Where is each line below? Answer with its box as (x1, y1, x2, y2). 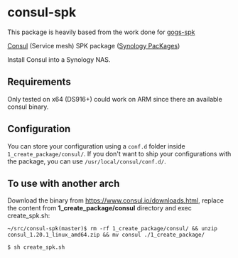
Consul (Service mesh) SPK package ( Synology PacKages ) (7, 41, 180, 50)
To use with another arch (7, 177, 120, 189)
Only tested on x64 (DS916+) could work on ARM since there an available (7, 95, 222, 103)
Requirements (7, 76, 71, 88)
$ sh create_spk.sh (7, 244, 65, 251)
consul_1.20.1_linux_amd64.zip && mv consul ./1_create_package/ (7, 232, 205, 239)
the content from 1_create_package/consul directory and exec (7, 204, 192, 213)
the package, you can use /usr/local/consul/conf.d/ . (7, 157, 166, 166)
